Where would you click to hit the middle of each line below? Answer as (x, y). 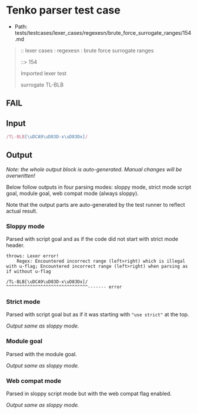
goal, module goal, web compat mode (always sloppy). (73, 193)
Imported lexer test (43, 73)
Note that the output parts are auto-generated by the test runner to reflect (96, 204)
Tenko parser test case (63, 10)
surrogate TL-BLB (42, 85)
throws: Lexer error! (33, 256)
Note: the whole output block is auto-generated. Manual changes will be (94, 169)
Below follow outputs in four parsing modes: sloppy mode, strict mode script (99, 187)
